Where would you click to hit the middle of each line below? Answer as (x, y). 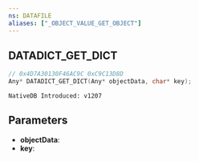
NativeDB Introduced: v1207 (55, 96)
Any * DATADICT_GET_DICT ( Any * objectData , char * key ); (100, 82)
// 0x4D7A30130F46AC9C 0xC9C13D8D (66, 74)
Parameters (38, 121)
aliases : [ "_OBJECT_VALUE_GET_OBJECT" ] (75, 23)
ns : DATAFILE (30, 16)
